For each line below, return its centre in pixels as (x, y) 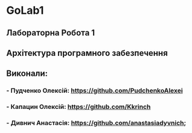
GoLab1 (25, 11)
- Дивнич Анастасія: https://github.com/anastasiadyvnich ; (96, 123)
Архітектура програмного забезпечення (87, 53)
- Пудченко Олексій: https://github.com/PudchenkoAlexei (94, 91)
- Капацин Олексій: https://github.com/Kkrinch (78, 107)
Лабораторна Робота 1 (51, 33)
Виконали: (27, 74)
